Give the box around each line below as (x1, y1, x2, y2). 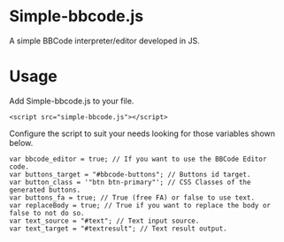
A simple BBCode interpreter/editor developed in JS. (9, 35, 201, 46)
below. (9, 137, 34, 147)
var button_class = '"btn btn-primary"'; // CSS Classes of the (9, 178, 251, 186)
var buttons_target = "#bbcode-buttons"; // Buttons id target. (9, 170, 251, 178)
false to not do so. (9, 208, 86, 217)
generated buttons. (9, 185, 81, 194)
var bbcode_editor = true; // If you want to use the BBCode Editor (9, 155, 267, 163)
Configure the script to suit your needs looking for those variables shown (9, 128, 276, 139)
